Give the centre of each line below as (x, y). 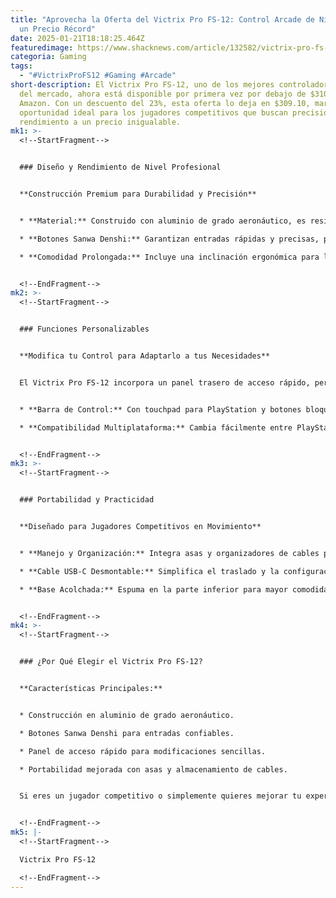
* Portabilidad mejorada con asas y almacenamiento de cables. (153, 769)
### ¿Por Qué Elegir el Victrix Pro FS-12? (111, 662)
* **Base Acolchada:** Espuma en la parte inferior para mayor (153, 589)
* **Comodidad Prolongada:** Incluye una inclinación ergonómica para (169, 257)
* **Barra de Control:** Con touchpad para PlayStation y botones (160, 409)
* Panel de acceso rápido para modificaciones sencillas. (143, 751)
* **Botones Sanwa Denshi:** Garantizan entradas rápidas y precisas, (169, 239)
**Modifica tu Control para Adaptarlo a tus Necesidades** (145, 356)
